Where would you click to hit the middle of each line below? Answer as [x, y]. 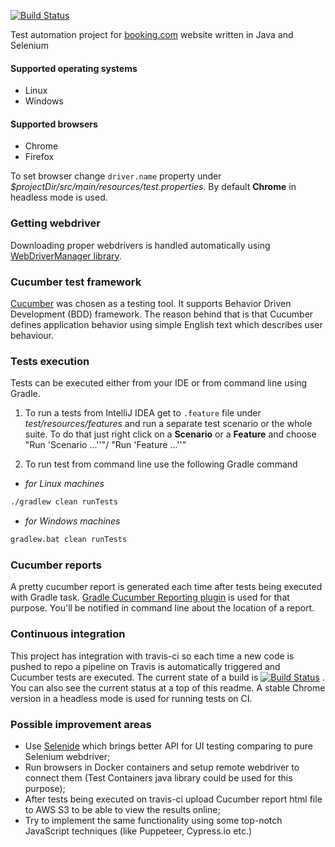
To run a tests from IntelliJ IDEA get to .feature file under [143, 413]
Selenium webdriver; [67, 756]
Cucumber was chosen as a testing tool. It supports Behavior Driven [151, 303]
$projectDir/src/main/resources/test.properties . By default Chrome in [153, 187]
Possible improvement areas [81, 724]
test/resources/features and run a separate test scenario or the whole [168, 424]
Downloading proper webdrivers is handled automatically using [140, 245]
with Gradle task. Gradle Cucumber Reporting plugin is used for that [150, 597]
